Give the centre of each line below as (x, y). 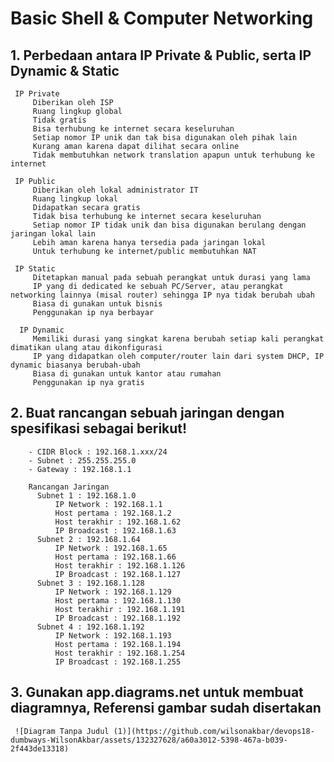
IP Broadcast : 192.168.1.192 (118, 618)
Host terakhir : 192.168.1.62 (118, 522)
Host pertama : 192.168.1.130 (118, 600)
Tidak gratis (59, 120)
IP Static (35, 269)
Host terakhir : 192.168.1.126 (120, 565)
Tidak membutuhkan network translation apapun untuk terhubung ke (173, 155)
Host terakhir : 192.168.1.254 (120, 653)
